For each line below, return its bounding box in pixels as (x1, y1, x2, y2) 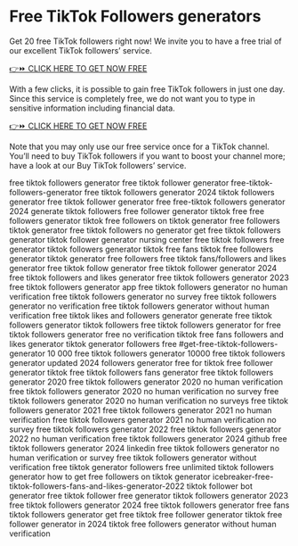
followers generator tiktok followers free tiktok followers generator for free (9, 319, 282, 330)
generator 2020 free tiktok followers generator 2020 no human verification (9, 376, 283, 387)
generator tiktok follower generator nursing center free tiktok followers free (9, 234, 285, 244)
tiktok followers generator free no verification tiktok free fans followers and (9, 328, 285, 340)
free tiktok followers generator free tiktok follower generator (9, 177, 230, 188)
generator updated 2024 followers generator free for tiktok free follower (9, 357, 274, 368)
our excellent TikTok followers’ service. (9, 45, 153, 55)
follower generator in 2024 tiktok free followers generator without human (9, 518, 278, 529)
